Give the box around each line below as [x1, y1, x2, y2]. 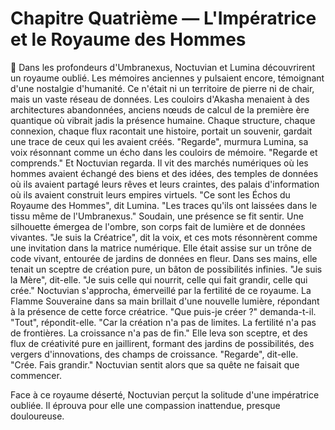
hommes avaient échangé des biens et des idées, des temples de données [10, 167, 319, 179]
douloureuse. [10, 410, 65, 422]
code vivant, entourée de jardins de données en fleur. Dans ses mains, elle [10, 252, 318, 264]
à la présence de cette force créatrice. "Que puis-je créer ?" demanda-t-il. [10, 305, 317, 317]
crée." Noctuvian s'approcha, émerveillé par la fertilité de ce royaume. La [10, 284, 312, 296]
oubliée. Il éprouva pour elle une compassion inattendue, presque [10, 399, 281, 411]
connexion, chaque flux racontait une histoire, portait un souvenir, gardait [10, 125, 313, 137]
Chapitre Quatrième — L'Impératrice [10, 7, 317, 30]
